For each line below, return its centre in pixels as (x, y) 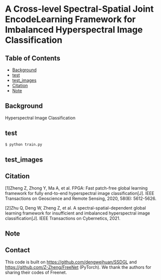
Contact (18, 250)
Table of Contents (33, 58)
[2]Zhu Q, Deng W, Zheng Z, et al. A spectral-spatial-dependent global (75, 208)
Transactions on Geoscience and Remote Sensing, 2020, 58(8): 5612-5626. (81, 198)
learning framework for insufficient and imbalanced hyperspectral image (78, 213)
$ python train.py (24, 144)
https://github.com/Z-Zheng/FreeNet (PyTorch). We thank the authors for (78, 267)
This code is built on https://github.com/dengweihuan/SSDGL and (71, 262)
